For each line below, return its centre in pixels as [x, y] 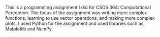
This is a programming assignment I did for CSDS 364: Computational [78, 7]
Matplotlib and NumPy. [29, 29]
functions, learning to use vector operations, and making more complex [80, 18]
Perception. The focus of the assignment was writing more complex [76, 13]
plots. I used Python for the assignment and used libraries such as [74, 23]
